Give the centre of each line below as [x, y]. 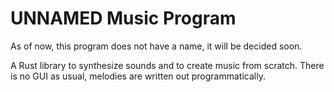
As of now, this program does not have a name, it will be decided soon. [156, 46]
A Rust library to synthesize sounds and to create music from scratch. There [167, 65]
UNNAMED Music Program [123, 18]
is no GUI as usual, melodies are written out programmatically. [138, 76]
